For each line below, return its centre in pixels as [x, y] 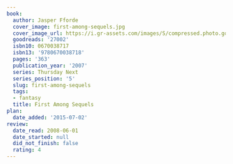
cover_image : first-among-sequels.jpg [69, 27]
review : [18, 124]
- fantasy [27, 98]
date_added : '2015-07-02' [50, 117]
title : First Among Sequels [54, 105]
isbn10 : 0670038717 [41, 46]
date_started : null [41, 137]
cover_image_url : [38, 33]
